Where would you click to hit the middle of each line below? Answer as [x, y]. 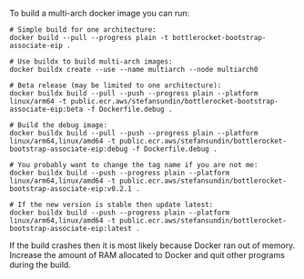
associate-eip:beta [46, 109]
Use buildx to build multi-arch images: [95, 62]
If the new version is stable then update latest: [116, 204]
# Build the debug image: [58, 125]
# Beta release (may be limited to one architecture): [116, 85]
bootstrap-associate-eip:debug [69, 149]
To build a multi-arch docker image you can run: [100, 13]
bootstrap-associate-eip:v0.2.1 [71, 189]
